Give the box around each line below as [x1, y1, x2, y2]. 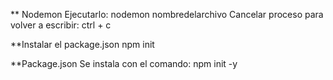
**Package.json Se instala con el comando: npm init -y [10, 58, 238, 69]
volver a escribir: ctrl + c [10, 19, 112, 31]
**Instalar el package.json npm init [10, 39, 155, 50]
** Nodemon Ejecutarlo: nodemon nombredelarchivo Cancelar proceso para [10, 9, 324, 20]
